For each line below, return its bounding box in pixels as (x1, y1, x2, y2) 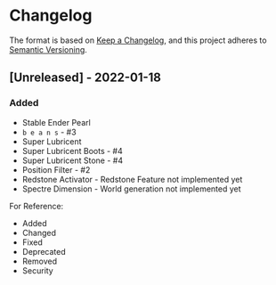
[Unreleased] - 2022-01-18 (9, 70, 162, 85)
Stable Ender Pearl (21, 117, 91, 127)
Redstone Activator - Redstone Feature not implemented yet (21, 174, 243, 184)
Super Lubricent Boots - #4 (21, 145, 123, 156)
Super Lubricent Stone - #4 (21, 155, 123, 166)
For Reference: (9, 200, 64, 211)
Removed (21, 256, 58, 266)
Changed (21, 227, 56, 238)
